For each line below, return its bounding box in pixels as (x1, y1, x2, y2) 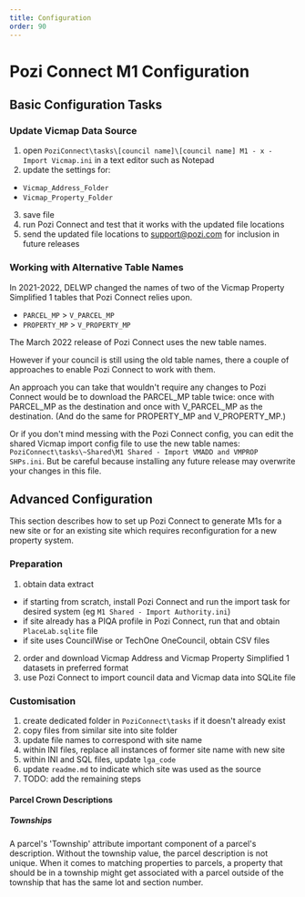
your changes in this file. (9, 465, 102, 476)
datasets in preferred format (22, 662, 129, 673)
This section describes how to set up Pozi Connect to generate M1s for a (9, 515, 282, 526)
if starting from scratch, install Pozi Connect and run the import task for (22, 596, 290, 606)
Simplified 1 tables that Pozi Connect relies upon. (9, 291, 193, 302)
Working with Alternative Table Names (9, 261, 184, 274)
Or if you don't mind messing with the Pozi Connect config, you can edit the (9, 428, 294, 439)
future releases (22, 239, 80, 250)
